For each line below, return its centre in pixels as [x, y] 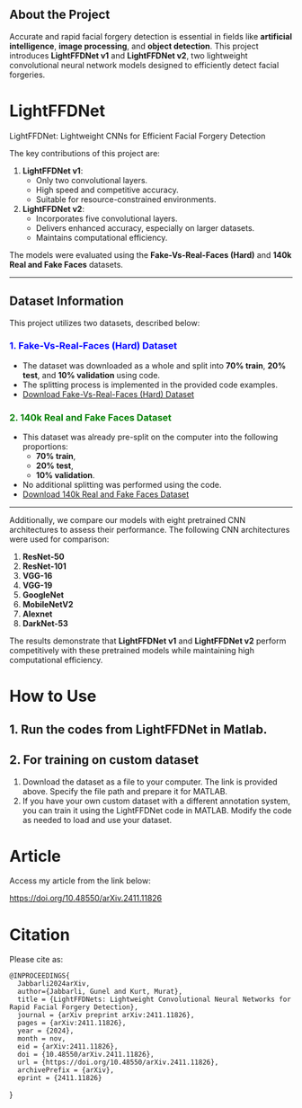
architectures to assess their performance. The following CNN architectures [150, 530]
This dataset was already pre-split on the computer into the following [150, 437]
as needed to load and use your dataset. [97, 820]
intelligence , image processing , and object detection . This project [134, 46]
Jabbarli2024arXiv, [54, 984]
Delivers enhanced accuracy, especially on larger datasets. [145, 227]
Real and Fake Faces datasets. [67, 264]
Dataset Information [67, 301]
